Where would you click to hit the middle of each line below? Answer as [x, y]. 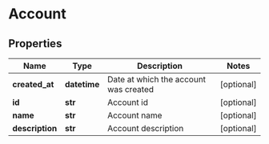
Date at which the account [157, 79]
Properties [35, 44]
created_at [33, 84]
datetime [82, 84]
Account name [134, 115]
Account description [145, 128]
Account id [127, 102]
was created [130, 89]
